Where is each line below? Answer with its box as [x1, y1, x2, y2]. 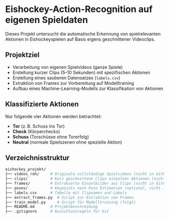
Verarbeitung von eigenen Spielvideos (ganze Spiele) [12, 64, 123, 70]
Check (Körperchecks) [12, 128, 60, 134]
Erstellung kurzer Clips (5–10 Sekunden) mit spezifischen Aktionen [12, 69, 150, 75]
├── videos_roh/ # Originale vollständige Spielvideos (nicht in [5, 172, 154, 177]
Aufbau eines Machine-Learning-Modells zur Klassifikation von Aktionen [12, 85, 163, 91]
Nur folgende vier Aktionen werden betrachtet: [5, 113, 102, 119]
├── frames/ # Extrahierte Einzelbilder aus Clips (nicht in [5, 181, 154, 186]
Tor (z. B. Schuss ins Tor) [12, 123, 65, 129]
